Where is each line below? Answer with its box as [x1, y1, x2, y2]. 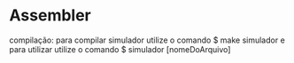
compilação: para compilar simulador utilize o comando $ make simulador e [9, 35, 285, 45]
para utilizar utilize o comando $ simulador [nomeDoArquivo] [9, 43, 231, 54]
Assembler [9, 5, 91, 26]
